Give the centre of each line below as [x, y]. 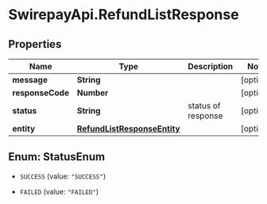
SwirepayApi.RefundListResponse [124, 15]
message [30, 80]
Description [211, 67]
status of [204, 106]
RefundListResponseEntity [128, 129]
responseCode [41, 93]
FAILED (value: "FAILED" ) [59, 191]
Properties [35, 44]
